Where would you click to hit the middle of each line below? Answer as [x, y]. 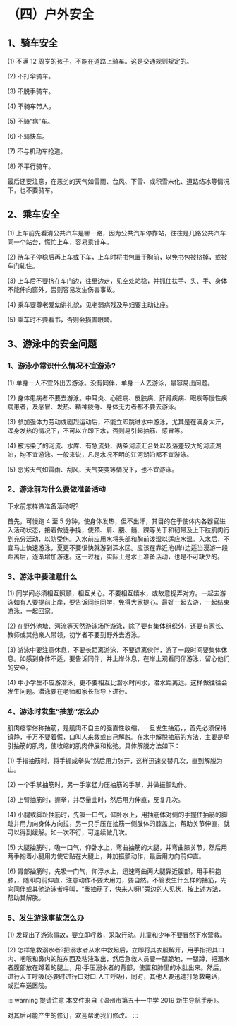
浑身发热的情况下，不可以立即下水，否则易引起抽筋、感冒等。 [97, 430]
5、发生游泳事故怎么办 [46, 918]
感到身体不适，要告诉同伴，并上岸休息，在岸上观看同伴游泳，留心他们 [128, 659]
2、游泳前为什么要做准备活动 [56, 489]
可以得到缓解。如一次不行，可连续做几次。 [69, 832]
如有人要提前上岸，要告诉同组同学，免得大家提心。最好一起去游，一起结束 [121, 602]
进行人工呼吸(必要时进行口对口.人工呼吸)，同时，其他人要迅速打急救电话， [116, 976]
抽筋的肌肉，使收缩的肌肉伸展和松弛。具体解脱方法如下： [97, 746]
